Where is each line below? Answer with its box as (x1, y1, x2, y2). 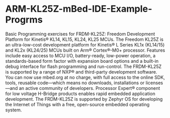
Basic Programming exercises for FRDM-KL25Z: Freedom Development (5, 31, 155, 37)
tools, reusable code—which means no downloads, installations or (5, 80, 144, 86)
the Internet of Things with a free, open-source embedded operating (5, 101, 150, 107)
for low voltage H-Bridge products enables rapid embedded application (5, 90, 156, 97)
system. (5, 107, 22, 113)
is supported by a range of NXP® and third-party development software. (5, 68, 157, 75)
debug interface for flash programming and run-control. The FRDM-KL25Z (5, 63, 162, 69)
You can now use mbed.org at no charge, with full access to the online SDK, (5, 74, 165, 80)
